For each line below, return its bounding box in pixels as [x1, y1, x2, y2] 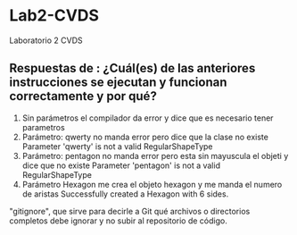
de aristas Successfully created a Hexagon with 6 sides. [21, 189, 229, 199]
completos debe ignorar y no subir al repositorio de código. [9, 215, 227, 226]
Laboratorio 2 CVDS [9, 35, 83, 46]
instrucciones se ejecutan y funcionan [9, 75, 227, 90]
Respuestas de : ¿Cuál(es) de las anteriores [9, 61, 256, 76]
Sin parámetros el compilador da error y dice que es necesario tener [21, 113, 274, 123]
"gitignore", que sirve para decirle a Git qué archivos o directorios [9, 206, 251, 216]
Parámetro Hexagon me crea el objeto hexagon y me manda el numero [21, 179, 283, 189]
